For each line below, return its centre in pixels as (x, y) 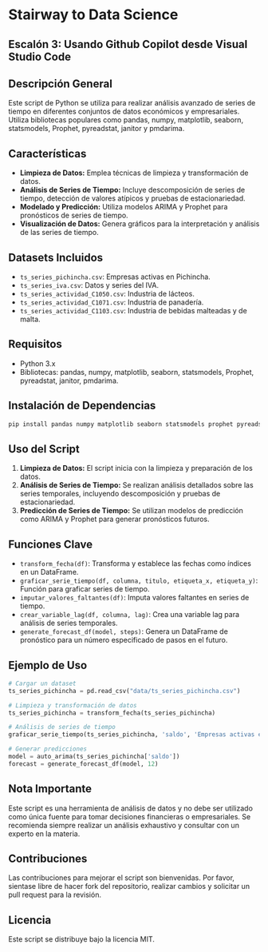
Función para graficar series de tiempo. (85, 589)
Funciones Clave (51, 544)
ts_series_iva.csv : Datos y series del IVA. (89, 285)
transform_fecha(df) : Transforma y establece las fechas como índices (135, 564)
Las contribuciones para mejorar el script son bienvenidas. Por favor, (122, 878)
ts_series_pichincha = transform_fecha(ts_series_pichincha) (112, 713)
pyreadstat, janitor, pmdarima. (69, 380)
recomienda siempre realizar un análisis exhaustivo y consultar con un (124, 825)
